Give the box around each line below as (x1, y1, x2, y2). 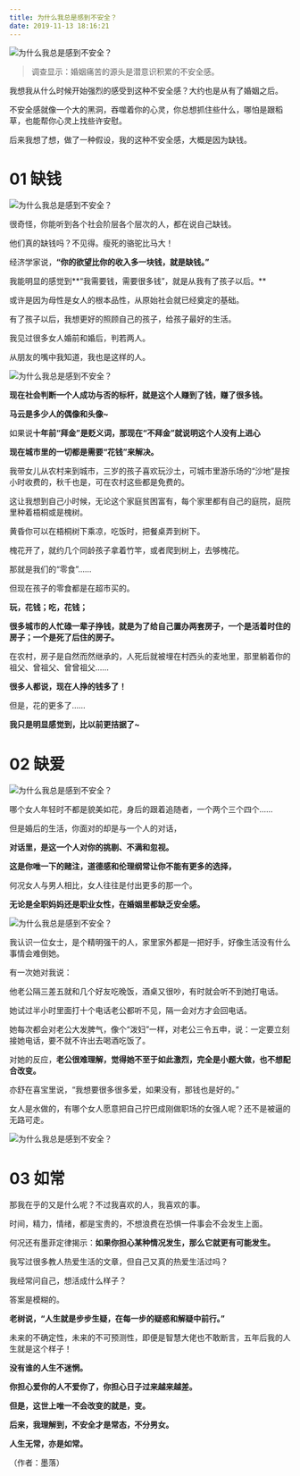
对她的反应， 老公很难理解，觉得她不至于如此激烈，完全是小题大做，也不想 (9, 1054, 283, 1065)
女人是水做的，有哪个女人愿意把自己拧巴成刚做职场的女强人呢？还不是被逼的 (9, 1103, 291, 1114)
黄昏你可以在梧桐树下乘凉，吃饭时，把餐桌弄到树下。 (9, 526, 205, 537)
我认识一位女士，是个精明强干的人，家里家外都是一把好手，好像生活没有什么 (9, 937, 291, 948)
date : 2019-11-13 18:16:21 (9, 21, 110, 30)
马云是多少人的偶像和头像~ (9, 408, 109, 420)
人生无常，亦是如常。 (9, 1438, 87, 1449)
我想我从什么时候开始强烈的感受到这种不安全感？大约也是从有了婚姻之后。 (9, 85, 283, 96)
